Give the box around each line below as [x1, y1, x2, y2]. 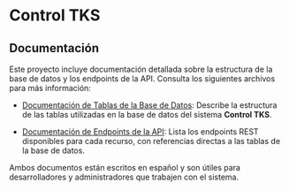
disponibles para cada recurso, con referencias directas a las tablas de [21, 136, 281, 146]
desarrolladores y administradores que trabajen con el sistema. [9, 172, 240, 182]
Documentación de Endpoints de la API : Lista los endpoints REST [21, 126, 259, 137]
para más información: [9, 83, 91, 93]
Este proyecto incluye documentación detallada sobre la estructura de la [9, 64, 273, 74]
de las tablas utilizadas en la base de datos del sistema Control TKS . [21, 110, 272, 119]
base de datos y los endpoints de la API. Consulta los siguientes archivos [9, 73, 276, 84]
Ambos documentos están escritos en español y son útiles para [9, 163, 241, 172]
